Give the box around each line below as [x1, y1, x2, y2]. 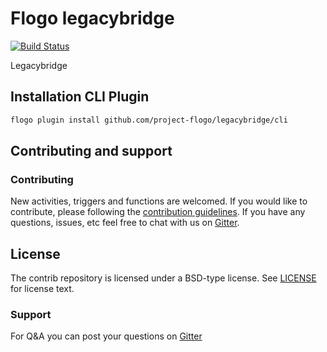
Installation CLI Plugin [10, 88, 150, 106]
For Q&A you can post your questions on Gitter [10, 330, 203, 342]
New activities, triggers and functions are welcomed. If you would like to [10, 195, 308, 207]
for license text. [10, 283, 75, 295]
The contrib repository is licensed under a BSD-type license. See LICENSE [10, 272, 317, 284]
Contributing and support [10, 143, 173, 160]
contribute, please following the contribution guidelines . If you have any [10, 206, 306, 218]
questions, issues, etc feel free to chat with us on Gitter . [10, 217, 240, 229]
